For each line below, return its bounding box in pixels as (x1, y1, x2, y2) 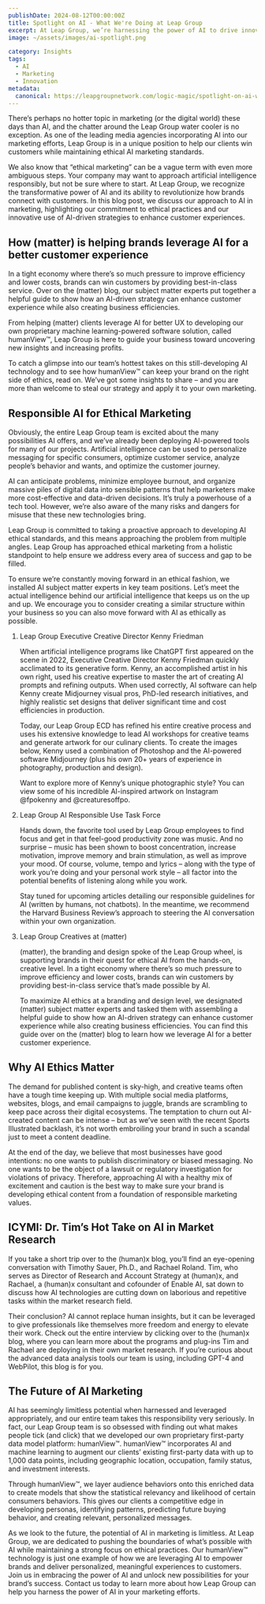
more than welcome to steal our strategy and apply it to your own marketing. (8, 384, 257, 393)
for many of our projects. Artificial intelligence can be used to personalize (8, 444, 247, 454)
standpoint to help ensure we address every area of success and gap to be (8, 551, 252, 559)
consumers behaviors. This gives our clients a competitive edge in (8, 1497, 224, 1506)
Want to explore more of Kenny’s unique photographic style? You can (19, 778, 244, 787)
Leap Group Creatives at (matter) (19, 932, 128, 941)
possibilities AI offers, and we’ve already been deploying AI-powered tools (8, 436, 250, 445)
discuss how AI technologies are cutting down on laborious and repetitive (8, 1287, 247, 1297)
